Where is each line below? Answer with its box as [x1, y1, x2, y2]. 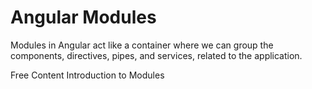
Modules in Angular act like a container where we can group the [10, 39, 274, 51]
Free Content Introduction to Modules [10, 69, 165, 81]
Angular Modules [10, 6, 157, 29]
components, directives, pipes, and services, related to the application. [10, 49, 303, 61]
